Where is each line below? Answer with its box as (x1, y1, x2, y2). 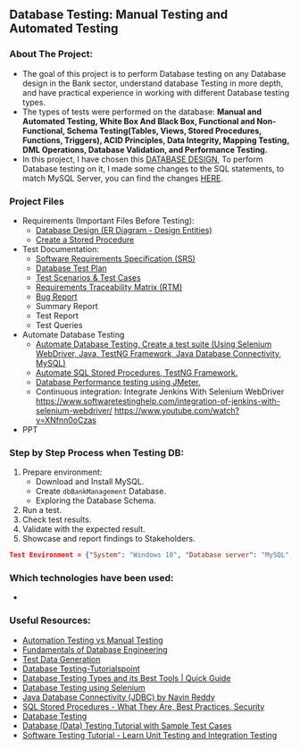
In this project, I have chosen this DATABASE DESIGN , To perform (21, 154, 263, 164)
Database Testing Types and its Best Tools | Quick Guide (21, 672, 231, 683)
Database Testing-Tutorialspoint (21, 663, 140, 674)
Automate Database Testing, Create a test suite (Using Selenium (35, 339, 272, 349)
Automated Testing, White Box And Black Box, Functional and (21, 115, 256, 126)
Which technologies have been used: (9, 572, 174, 585)
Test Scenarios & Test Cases (35, 272, 141, 282)
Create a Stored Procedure (35, 234, 135, 245)
